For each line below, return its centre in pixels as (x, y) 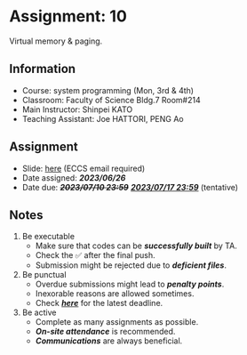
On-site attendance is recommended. (105, 332)
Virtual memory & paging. (56, 41)
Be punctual (44, 275)
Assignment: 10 (68, 16)
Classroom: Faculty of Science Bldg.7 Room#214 (112, 100)
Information (43, 69)
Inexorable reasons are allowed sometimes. (115, 294)
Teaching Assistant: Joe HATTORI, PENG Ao (103, 118)
